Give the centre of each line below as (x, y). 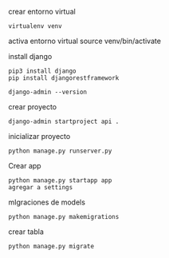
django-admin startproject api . (64, 121)
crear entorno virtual (42, 12)
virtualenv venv (35, 26)
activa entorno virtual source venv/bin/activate (85, 41)
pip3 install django (43, 71)
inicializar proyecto (39, 136)
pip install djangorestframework (64, 78)
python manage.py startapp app (60, 181)
